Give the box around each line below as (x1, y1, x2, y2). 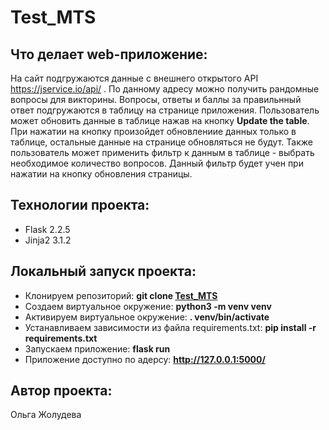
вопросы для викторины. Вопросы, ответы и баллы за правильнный (10, 94, 302, 105)
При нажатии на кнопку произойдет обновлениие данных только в (10, 126, 297, 137)
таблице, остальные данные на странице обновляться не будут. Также (10, 136, 313, 148)
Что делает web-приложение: (10, 46, 208, 63)
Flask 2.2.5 (24, 223, 71, 235)
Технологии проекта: (10, 197, 150, 214)
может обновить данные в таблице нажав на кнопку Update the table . (10, 115, 310, 126)
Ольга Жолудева (10, 409, 82, 421)
